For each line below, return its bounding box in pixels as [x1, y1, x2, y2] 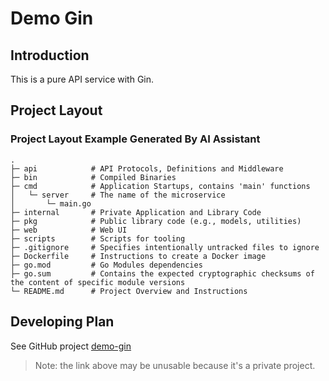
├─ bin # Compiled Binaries [10, 172, 177, 182]
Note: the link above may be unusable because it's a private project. [34, 359, 316, 371]
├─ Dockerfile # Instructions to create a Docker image [10, 251, 267, 261]
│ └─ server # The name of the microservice [10, 190, 226, 200]
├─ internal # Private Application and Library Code [10, 207, 262, 217]
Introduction [10, 47, 90, 64]
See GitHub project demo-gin [10, 340, 132, 352]
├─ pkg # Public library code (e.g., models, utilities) [10, 216, 302, 226]
